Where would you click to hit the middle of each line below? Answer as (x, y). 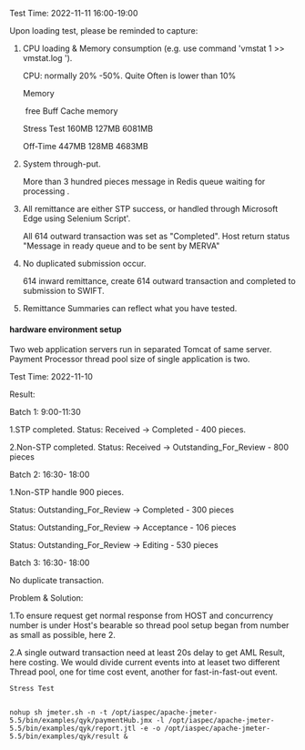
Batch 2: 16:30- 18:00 (50, 475)
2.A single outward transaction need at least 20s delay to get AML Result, (147, 653)
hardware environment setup (66, 329)
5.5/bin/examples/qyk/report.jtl (73, 729)
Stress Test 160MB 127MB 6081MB (87, 128)
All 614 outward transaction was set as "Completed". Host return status (156, 236)
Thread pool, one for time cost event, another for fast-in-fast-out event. (143, 672)
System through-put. (62, 164)
